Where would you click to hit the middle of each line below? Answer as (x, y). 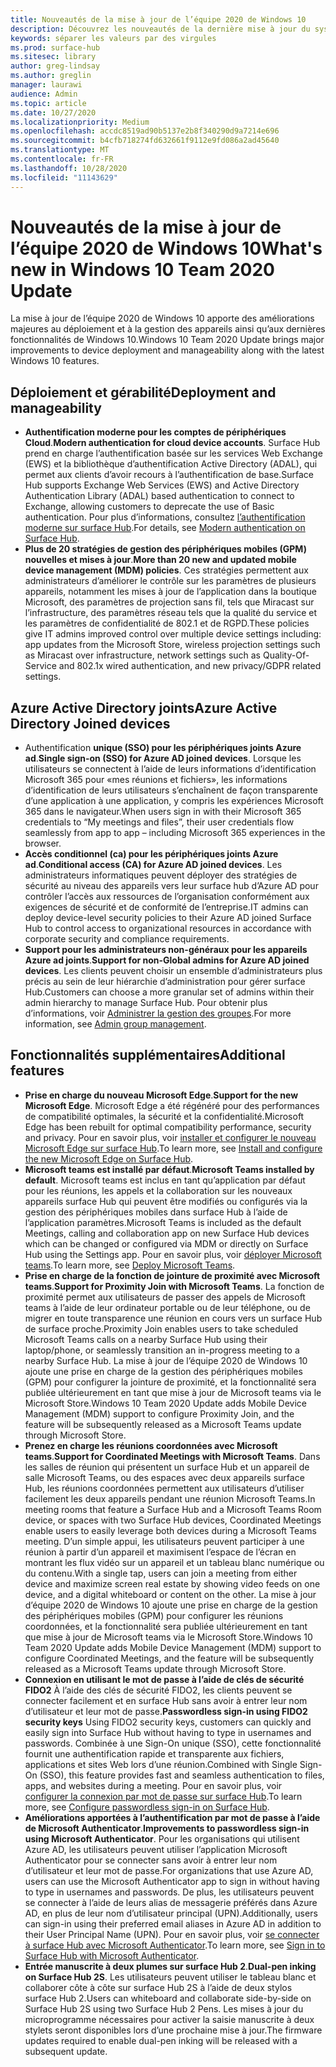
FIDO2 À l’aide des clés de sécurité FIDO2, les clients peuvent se (158, 1690)
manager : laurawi (46, 85)
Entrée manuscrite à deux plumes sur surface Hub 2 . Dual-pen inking (170, 1966)
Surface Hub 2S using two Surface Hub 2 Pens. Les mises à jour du (164, 2008)
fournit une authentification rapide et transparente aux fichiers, (154, 1753)
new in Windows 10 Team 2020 (142, 269)
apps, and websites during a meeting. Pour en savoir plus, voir (153, 1785)
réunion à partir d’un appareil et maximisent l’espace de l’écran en (160, 1552)
